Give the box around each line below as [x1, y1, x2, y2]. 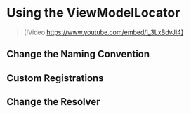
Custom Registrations [6, 72, 104, 84]
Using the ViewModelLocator [6, 5, 180, 21]
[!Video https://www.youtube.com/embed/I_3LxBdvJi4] [23, 28, 184, 36]
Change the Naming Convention [6, 48, 150, 60]
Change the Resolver [6, 96, 100, 108]
